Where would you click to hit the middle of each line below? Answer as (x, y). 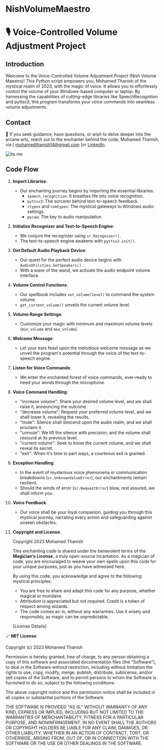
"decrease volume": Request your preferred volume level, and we (86, 411)
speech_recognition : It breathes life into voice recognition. (85, 196)
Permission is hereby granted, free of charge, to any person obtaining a (77, 657)
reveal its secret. (37, 448)
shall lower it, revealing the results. (55, 417)
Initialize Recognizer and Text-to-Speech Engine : (63, 226)
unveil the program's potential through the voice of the (75, 353)
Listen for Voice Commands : (42, 367)
